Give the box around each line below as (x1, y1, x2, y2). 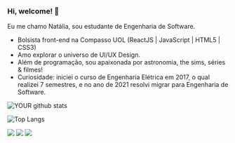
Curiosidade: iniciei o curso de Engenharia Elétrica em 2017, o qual (17, 73, 210, 81)
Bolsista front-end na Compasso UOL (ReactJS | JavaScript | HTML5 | (17, 36, 221, 44)
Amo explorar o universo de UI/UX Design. (17, 50, 140, 59)
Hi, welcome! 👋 (7, 6, 60, 16)
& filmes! (17, 66, 43, 74)
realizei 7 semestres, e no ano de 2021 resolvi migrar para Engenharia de (17, 81, 229, 89)
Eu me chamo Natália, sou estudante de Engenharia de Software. (7, 22, 196, 31)
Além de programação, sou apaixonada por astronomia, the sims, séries (17, 58, 226, 67)
